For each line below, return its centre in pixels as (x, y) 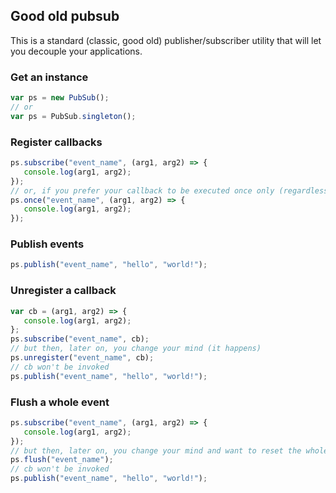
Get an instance (49, 77)
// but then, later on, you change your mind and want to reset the (156, 450)
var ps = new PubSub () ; (60, 98)
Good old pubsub (65, 16)
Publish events (47, 244)
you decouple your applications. (76, 51)
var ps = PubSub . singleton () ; (73, 116)
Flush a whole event (60, 402)
